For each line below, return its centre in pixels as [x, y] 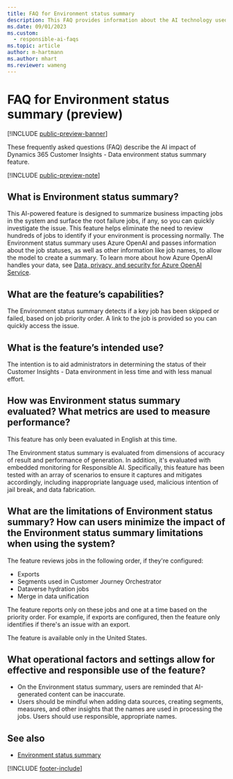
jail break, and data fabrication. [51, 489]
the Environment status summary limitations [105, 533]
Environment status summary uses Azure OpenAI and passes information [112, 243]
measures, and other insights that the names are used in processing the [120, 709]
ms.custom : [23, 33]
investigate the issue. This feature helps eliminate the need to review [105, 228]
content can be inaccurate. [87, 694]
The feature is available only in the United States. [77, 637]
